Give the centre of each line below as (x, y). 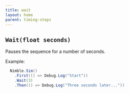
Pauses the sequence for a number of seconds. (56, 51)
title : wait (18, 10)
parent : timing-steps (28, 20)
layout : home (19, 15)
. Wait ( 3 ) (24, 80)
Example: (15, 62)
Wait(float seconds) (38, 40)
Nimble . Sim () (24, 71)
